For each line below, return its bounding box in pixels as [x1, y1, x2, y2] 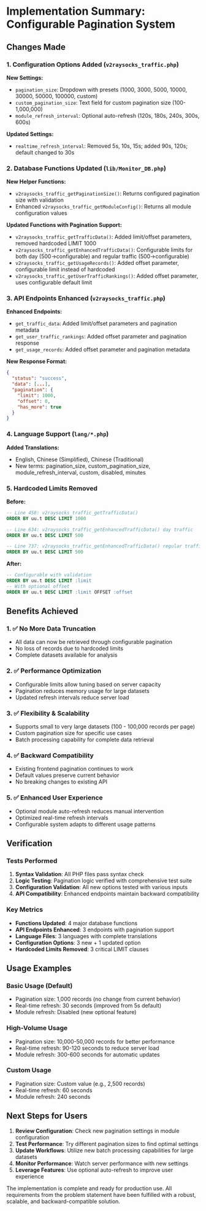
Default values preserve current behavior [15, 771, 120, 779]
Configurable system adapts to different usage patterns [15, 820, 156, 828]
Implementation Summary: [6, 4, 145, 18]
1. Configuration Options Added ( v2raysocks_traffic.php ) [6, 60, 179, 69]
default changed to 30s [15, 148, 75, 156]
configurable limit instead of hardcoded [15, 266, 115, 273]
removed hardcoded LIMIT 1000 [15, 240, 97, 247]
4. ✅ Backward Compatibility [6, 751, 94, 760]
